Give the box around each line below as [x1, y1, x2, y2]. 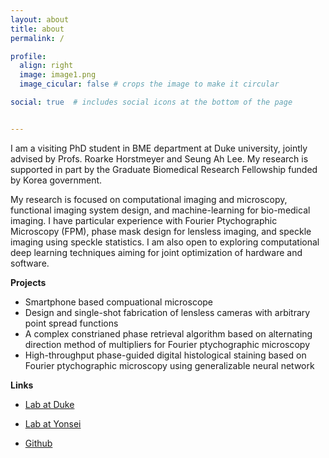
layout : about [10, 14, 70, 25]
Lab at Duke [24, 398, 75, 410]
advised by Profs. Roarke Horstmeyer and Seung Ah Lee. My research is [10, 152, 309, 165]
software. [10, 257, 50, 269]
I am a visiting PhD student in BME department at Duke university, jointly [10, 142, 308, 154]
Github [24, 437, 53, 449]
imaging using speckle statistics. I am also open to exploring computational [10, 236, 320, 248]
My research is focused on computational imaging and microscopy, [10, 193, 288, 205]
